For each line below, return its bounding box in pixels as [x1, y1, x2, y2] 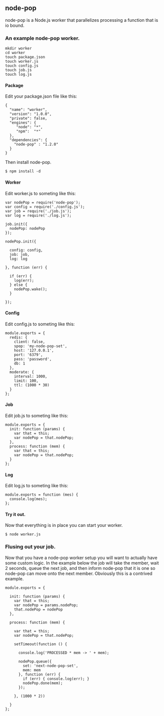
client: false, [14, 339, 45, 344]
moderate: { [9, 369, 35, 374]
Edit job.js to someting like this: [5, 412, 68, 418]
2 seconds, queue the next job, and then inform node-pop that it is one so [5, 565, 156, 571]
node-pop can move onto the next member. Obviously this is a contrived [5, 570, 153, 576]
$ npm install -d [5, 169, 41, 174]
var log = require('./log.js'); [5, 213, 72, 218]
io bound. [5, 22, 25, 28]
